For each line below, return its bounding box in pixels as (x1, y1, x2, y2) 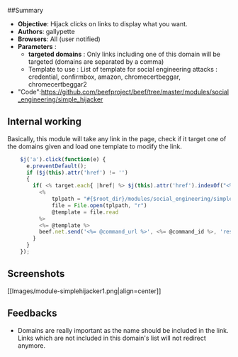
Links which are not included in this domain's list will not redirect (17, 334, 207, 342)
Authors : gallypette (17, 28, 76, 35)
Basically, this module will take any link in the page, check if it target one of (7, 134, 227, 143)
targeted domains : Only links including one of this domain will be (28, 50, 221, 58)
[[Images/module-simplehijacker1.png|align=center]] (7, 287, 161, 295)
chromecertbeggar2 (28, 80, 87, 88)
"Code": (17, 88, 42, 96)
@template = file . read (52, 209, 119, 216)
